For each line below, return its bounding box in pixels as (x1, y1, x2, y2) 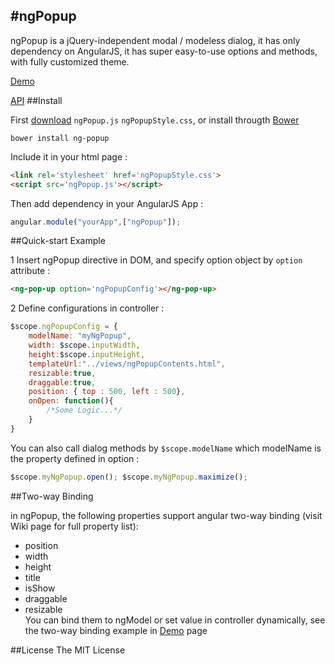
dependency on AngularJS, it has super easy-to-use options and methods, (10, 45, 318, 57)
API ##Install (10, 94, 63, 106)
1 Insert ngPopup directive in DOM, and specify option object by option (10, 254, 303, 266)
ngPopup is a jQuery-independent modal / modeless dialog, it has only (10, 34, 301, 46)
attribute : (10, 265, 51, 277)
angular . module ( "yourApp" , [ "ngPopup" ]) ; (10, 217, 182, 227)
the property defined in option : (10, 452, 140, 464)
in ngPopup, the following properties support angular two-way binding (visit (10, 509, 323, 521)
